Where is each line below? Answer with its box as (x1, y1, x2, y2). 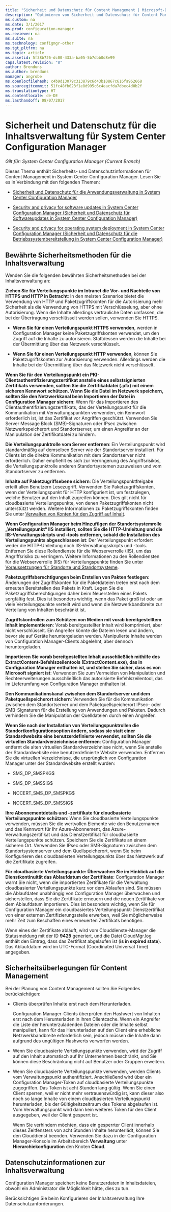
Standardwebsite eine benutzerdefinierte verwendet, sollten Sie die (5, 733, 152, 739)
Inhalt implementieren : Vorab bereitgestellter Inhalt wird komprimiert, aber (5, 622, 163, 628)
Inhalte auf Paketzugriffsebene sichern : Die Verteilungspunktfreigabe (5, 478, 154, 484)
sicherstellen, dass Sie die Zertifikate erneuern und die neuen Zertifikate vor (5, 896, 165, 902)
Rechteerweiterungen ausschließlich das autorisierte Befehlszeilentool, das (5, 675, 163, 681)
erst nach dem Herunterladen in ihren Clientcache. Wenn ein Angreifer (12, 1016, 160, 1022)
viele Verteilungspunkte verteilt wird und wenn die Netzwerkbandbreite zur (5, 601, 163, 607)
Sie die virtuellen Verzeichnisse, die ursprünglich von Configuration (5, 755, 147, 761)
